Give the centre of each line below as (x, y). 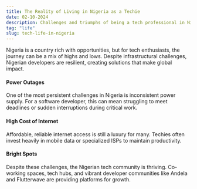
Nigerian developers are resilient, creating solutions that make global (89, 63)
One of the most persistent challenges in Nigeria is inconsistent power (91, 95)
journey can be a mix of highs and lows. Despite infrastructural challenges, (96, 56)
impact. (15, 69)
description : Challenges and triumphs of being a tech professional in (95, 22)
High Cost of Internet (32, 121)
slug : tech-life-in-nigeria (40, 33)
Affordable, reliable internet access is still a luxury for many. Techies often (95, 134)
